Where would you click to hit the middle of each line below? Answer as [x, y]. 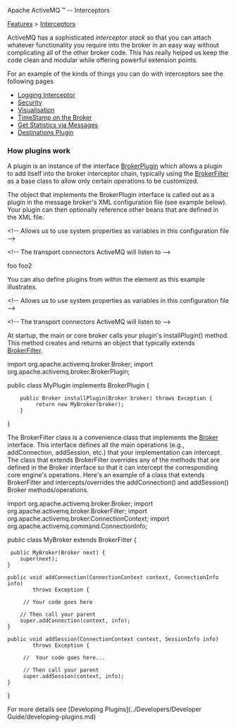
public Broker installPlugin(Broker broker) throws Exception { [116, 398]
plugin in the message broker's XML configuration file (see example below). [117, 202]
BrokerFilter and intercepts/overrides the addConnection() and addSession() [118, 482]
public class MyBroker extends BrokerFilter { [72, 540]
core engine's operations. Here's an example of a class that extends [106, 475]
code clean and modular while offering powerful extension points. [103, 60]
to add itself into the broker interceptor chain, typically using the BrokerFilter [118, 174]
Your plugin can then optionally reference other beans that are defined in [113, 210]
